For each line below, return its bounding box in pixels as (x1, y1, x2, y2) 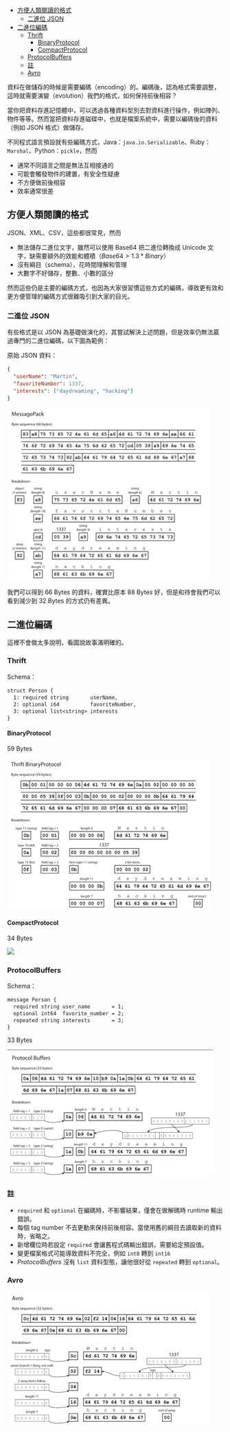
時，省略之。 (16, 1232, 54, 1240)
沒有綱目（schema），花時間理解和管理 (16, 260, 127, 268)
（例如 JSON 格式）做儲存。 (7, 123, 88, 131)
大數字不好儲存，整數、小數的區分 (16, 269, 114, 277)
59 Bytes (7, 744, 33, 752)
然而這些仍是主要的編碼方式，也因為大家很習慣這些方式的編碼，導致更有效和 (7, 283, 224, 292)
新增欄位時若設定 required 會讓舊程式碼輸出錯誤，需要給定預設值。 (16, 1240, 208, 1248)
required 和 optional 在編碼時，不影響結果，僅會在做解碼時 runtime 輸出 (16, 1206, 223, 1214)
